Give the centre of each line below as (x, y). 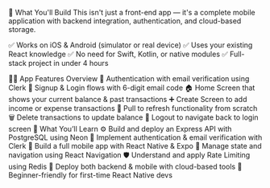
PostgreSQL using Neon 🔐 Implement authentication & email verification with (135, 137)
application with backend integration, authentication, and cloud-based (125, 21)
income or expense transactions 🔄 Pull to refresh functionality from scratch (133, 108)
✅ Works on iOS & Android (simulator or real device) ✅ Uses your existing (131, 45)
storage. (22, 29)
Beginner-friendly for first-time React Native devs (91, 175)
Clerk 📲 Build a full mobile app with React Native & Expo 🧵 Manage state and (135, 146)
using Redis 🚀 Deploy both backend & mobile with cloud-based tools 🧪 (125, 166)
